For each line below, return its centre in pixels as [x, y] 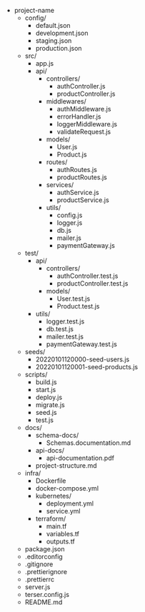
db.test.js [60, 329]
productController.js [86, 94]
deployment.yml [70, 503]
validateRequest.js [84, 132]
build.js [46, 382]
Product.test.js [78, 306]
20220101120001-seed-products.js [86, 367]
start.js [46, 390]
